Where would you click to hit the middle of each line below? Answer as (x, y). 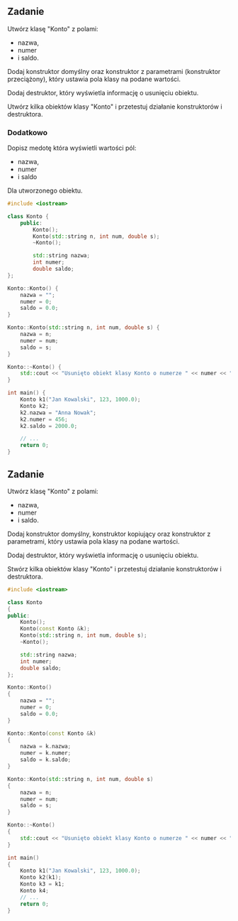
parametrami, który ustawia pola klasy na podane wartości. (93, 541)
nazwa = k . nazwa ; (46, 747)
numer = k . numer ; (46, 753)
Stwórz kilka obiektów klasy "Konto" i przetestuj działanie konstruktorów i (114, 569)
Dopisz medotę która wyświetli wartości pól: (72, 148)
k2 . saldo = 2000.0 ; (49, 426)
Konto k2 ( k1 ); (41, 878)
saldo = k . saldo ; (46, 760)
